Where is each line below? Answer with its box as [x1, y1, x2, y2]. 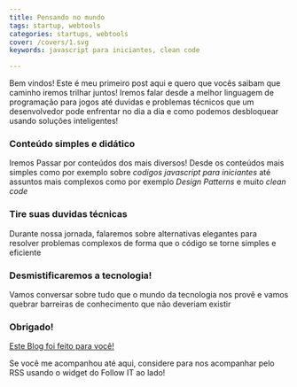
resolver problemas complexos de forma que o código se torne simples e [9, 237, 277, 248]
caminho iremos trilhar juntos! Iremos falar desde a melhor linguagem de [9, 88, 275, 98]
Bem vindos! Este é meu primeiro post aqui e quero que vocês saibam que [9, 78, 281, 89]
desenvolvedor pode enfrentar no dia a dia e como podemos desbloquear [9, 106, 279, 117]
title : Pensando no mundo [9, 12, 105, 22]
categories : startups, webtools [9, 29, 129, 38]
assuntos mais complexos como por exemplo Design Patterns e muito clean [9, 176, 286, 187]
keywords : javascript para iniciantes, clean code [9, 46, 200, 55]
